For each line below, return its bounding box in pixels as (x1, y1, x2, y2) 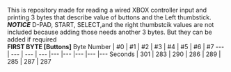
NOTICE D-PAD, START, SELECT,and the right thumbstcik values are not (7, 21, 214, 28)
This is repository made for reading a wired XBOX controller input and (7, 6, 207, 14)
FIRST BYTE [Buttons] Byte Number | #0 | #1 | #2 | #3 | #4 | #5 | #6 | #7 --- (7, 43, 225, 51)
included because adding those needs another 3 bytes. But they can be (7, 28, 212, 36)
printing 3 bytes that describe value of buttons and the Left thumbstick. (7, 13, 212, 21)
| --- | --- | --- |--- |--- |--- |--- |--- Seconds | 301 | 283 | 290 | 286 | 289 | (7, 50, 221, 58)
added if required (7, 35, 57, 44)
